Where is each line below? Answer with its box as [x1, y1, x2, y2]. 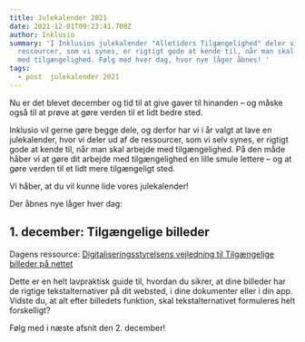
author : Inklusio [9, 30, 75, 39]
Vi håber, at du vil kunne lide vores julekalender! [9, 181, 189, 191]
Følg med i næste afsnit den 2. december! [9, 322, 166, 333]
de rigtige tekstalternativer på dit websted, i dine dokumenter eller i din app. [9, 285, 293, 296]
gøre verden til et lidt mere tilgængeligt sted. [9, 162, 175, 173]
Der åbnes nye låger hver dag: [9, 198, 123, 209]
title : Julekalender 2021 [9, 13, 107, 23]
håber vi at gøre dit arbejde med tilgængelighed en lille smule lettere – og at [9, 153, 292, 164]
